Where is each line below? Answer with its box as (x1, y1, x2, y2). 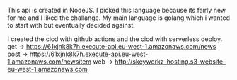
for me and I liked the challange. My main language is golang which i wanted (7, 13, 230, 22)
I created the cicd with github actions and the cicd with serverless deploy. (7, 35, 223, 43)
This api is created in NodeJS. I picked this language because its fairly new (7, 6, 226, 14)
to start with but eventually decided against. (7, 21, 136, 29)
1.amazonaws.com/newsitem (7, 57, 92, 66)
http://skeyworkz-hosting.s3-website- (114, 57, 226, 66)
